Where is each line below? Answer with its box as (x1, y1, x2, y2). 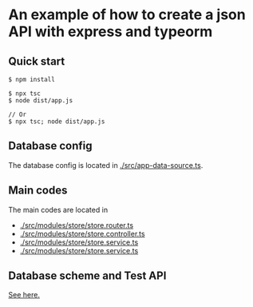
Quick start (8, 54, 65, 68)
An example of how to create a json (8, 6, 246, 24)
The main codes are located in (8, 205, 109, 214)
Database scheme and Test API (8, 269, 167, 283)
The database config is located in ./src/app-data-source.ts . (8, 160, 204, 169)
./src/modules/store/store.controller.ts (19, 229, 145, 238)
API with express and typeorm (8, 22, 213, 41)
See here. (8, 290, 40, 300)
